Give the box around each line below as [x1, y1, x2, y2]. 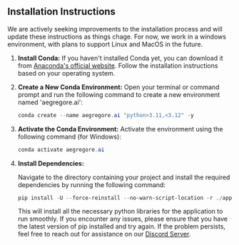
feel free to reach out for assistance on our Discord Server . [17, 230, 191, 239]
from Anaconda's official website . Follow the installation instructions [17, 61, 218, 70]
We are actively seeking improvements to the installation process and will [7, 24, 223, 33]
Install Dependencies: [17, 159, 84, 167]
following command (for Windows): [17, 132, 121, 141]
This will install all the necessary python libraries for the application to [17, 207, 223, 216]
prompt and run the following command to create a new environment [17, 90, 220, 99]
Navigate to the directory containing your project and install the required [17, 173, 230, 181]
